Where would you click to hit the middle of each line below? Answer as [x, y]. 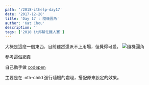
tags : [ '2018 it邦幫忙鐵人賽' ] [35, 32]
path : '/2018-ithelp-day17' [34, 9]
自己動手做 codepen [25, 67]
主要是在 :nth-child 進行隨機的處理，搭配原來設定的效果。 [63, 77]
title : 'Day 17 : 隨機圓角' [32, 18]
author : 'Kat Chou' [25, 23]
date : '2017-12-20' [25, 14]
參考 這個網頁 [18, 57]
